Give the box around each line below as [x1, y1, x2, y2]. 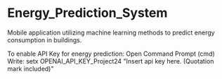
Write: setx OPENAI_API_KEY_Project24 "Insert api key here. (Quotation [7, 56, 214, 65]
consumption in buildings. [7, 35, 82, 44]
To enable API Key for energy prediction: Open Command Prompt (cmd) [7, 49, 216, 58]
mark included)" [7, 64, 54, 73]
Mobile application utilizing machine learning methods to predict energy [7, 28, 216, 37]
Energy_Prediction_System [7, 5, 168, 21]
